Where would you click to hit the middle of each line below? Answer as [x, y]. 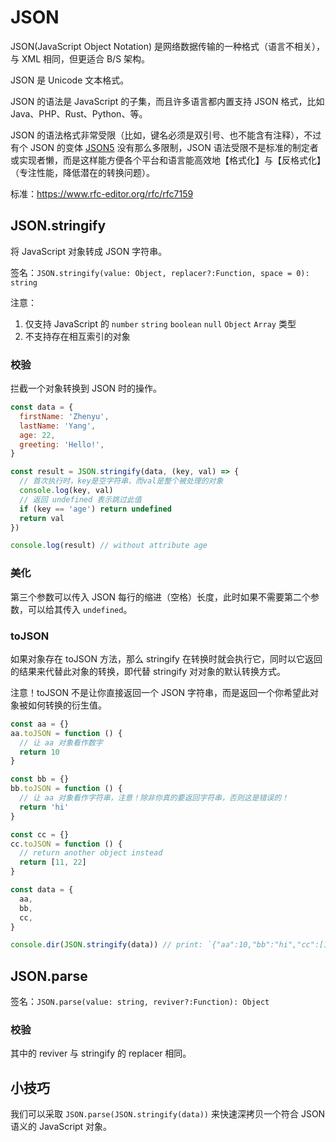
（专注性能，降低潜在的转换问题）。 [82, 172]
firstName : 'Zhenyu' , [64, 416]
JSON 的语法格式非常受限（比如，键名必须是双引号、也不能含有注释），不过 [166, 135]
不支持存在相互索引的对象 [77, 336]
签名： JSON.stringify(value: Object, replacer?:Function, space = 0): [160, 272]
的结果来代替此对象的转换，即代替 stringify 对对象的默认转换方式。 [148, 671]
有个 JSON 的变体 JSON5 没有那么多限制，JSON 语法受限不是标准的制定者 [164, 147]
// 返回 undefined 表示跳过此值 [80, 499]
